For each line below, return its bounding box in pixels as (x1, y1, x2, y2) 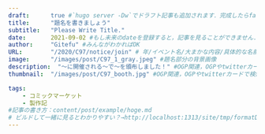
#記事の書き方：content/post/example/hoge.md (8, 106, 152, 114)
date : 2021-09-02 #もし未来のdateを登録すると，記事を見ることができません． (8, 33, 259, 42)
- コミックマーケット (22, 91, 83, 99)
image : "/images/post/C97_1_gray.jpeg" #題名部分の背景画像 (8, 56, 217, 64)
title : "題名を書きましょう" (8, 19, 111, 27)
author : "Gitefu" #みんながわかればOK (8, 41, 140, 49)
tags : (8, 84, 26, 92)
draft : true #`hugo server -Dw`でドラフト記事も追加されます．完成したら (8, 11, 249, 20)
